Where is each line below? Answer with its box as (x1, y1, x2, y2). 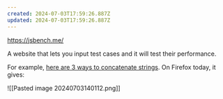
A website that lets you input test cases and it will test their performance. (7, 49, 217, 58)
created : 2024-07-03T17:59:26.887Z (7, 10, 111, 17)
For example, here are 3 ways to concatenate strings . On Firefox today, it (7, 63, 216, 71)
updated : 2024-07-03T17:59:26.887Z (7, 17, 111, 24)
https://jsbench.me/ (7, 36, 64, 44)
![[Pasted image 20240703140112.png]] (7, 84, 121, 92)
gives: (7, 70, 25, 79)
